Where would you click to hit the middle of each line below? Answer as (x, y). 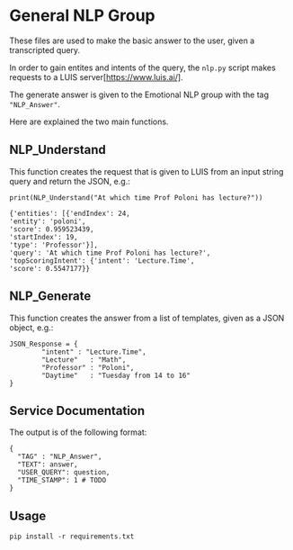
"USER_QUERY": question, (64, 473)
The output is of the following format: (78, 432)
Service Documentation (77, 410)
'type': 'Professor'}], (54, 245)
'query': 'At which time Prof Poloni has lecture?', (110, 253)
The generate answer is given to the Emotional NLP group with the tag (139, 95)
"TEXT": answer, (48, 464)
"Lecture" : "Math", (84, 360)
